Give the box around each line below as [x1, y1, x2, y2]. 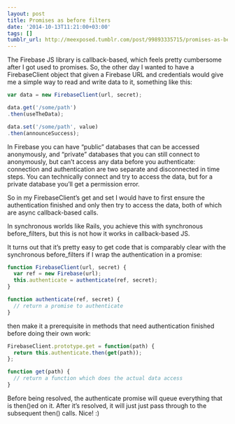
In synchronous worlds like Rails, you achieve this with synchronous [7, 221, 204, 230]
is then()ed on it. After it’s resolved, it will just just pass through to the [7, 401, 207, 410]
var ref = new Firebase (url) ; [13, 271, 101, 278]
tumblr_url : [7, 36, 42, 43]
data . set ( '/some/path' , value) [7, 123, 99, 130]
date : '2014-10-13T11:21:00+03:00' [7, 23, 111, 30]
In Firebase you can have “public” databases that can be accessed [7, 142, 200, 151]
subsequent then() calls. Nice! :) [7, 409, 100, 417]
